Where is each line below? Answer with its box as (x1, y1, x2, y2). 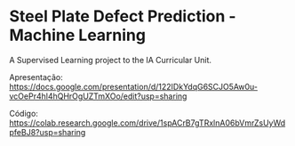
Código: (9, 108, 38, 118)
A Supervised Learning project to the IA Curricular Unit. (9, 54, 211, 65)
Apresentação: (9, 71, 64, 82)
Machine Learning (9, 25, 147, 45)
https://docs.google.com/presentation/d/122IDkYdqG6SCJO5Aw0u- (9, 81, 258, 92)
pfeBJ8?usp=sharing (9, 126, 86, 137)
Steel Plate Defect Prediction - (9, 6, 237, 27)
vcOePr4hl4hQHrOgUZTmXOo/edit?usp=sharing (9, 91, 187, 101)
